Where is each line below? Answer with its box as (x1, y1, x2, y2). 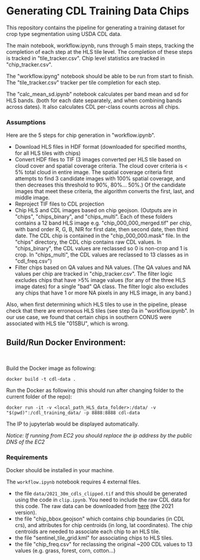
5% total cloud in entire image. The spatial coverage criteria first (14, 169, 173, 176)
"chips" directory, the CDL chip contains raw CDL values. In (14, 238, 162, 246)
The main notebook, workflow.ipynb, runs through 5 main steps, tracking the (6, 42, 194, 49)
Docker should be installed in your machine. (6, 467, 115, 474)
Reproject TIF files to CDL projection (14, 200, 104, 207)
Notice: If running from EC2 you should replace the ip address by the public (6, 432, 192, 439)
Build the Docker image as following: (6, 365, 97, 372)
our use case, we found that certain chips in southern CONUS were (6, 314, 172, 321)
